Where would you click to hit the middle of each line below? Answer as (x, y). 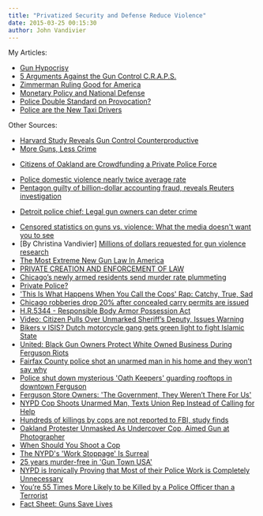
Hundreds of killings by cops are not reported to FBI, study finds (124, 420)
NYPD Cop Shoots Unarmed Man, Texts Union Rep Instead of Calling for (137, 403)
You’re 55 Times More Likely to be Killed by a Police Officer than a (127, 488)
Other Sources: (33, 125)
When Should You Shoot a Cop (70, 445)
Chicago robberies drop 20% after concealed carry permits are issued (134, 303)
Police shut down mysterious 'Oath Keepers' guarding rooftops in (126, 378)
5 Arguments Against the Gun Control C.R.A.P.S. (98, 77)
